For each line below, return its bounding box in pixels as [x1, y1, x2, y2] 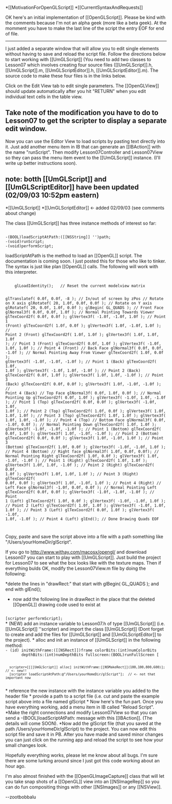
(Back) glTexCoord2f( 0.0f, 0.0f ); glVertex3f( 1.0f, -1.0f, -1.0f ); [5, 381, 161, 387]
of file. [5, 31, 19, 36]
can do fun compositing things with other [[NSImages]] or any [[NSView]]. [5, 784, 162, 790]
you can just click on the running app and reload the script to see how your [5, 737, 164, 743]
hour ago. [5, 763, 26, 770]
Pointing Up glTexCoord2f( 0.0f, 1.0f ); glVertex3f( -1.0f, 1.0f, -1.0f [5, 395, 166, 400]
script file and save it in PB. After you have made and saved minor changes [5, 732, 164, 738]
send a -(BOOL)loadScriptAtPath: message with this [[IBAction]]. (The [5, 715, 153, 721]
